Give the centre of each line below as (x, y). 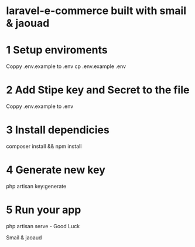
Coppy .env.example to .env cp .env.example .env (66, 66)
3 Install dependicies (58, 130)
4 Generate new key (56, 170)
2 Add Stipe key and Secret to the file (98, 90)
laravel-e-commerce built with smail (96, 11)
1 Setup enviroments (57, 50)
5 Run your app (44, 210)
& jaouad (28, 23)
